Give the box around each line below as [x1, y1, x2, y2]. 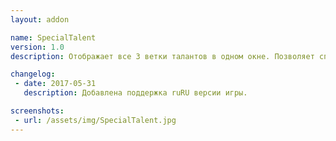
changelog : [10, 69, 56, 80]
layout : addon [10, 14, 70, 25]
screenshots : [10, 106, 65, 116]
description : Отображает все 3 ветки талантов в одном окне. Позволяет [10, 51, 315, 61]
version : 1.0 [10, 42, 65, 52]
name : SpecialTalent [10, 32, 97, 43]
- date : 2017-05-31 [14, 79, 97, 89]
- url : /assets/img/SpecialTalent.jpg [14, 115, 177, 125]
